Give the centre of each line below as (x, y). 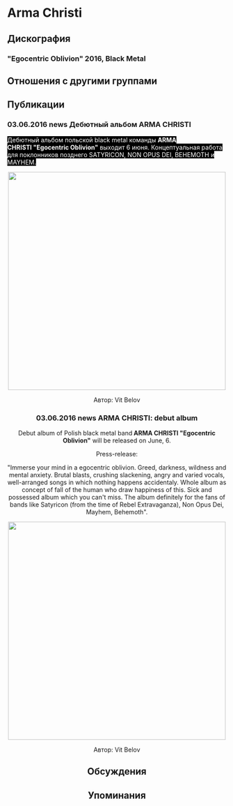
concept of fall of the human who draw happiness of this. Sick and (117, 489)
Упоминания (117, 795)
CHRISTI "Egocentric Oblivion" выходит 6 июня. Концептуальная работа (115, 147)
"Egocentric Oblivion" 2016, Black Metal (77, 59)
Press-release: (117, 454)
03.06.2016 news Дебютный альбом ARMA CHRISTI (99, 125)
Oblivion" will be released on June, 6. (117, 440)
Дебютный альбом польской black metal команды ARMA (92, 140)
